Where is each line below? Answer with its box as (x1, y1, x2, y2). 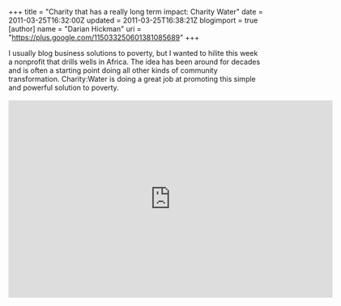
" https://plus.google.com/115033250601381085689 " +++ (8, 32, 200, 42)
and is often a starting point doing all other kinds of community (8, 66, 219, 75)
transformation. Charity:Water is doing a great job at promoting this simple (8, 74, 257, 83)
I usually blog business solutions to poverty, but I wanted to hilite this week (8, 49, 258, 57)
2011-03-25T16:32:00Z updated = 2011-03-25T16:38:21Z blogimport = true (8, 15, 258, 25)
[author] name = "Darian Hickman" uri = (8, 24, 142, 33)
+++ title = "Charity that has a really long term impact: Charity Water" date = (8, 7, 263, 16)
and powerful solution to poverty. (8, 83, 119, 92)
